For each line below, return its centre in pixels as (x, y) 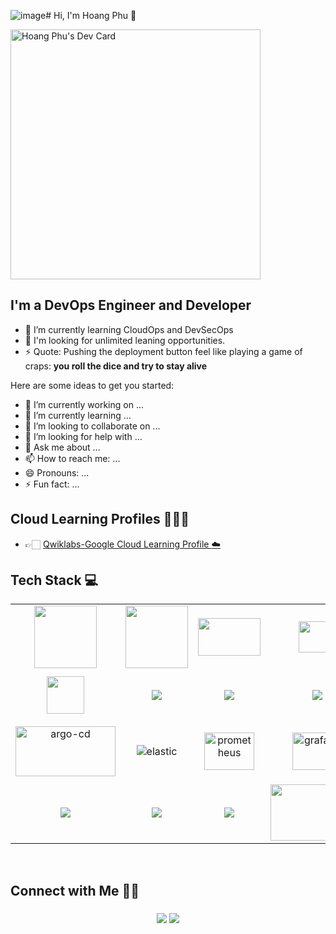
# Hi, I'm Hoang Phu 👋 (91, 15)
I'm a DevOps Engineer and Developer (131, 305)
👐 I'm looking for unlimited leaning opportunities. (125, 340)
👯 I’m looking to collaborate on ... (92, 426)
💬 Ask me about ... (62, 447)
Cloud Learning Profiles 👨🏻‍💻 (100, 519)
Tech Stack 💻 (54, 580)
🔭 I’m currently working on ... (84, 404)
